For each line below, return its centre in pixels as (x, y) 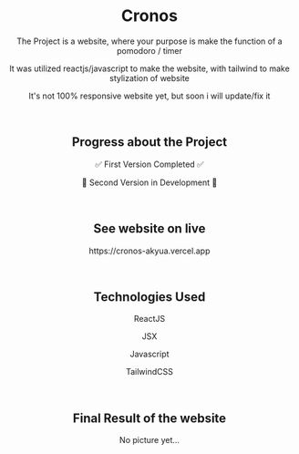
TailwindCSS (149, 372)
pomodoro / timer (149, 50)
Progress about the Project (149, 142)
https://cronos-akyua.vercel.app (149, 251)
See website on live (149, 229)
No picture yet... (149, 440)
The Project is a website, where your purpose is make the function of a (149, 41)
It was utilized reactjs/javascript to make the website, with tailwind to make (149, 68)
